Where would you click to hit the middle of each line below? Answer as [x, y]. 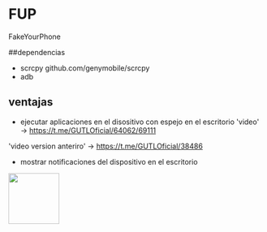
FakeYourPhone [34, 37]
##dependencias [37, 52]
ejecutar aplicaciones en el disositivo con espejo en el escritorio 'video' [140, 122]
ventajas [31, 102]
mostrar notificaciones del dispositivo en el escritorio [109, 161]
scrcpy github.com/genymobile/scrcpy [85, 68]
